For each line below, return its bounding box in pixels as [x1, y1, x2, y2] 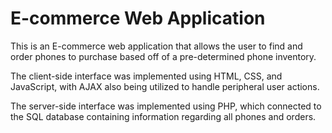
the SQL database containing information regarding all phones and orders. [10, 110, 317, 122]
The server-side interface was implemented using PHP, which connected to [10, 100, 322, 112]
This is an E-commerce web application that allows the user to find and [10, 40, 303, 52]
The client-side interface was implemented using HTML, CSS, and [10, 70, 283, 82]
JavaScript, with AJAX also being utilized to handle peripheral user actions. [10, 80, 320, 92]
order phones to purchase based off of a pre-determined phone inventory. [10, 50, 317, 62]
